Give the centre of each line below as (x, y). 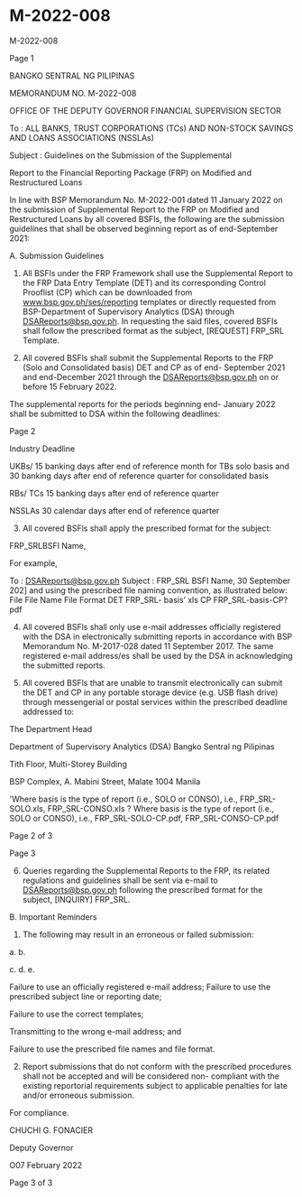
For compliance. (39, 1112)
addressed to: (48, 711)
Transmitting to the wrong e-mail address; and (96, 1031)
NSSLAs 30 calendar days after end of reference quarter (114, 510)
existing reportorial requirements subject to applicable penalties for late (155, 1085)
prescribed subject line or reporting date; (86, 996)
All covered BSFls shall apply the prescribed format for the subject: (147, 528)
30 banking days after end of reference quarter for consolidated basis (139, 476)
